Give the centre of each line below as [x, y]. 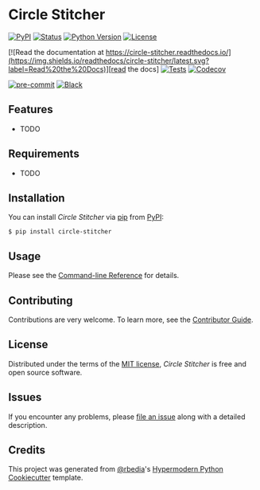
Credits [27, 451]
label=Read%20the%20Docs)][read [67, 69]
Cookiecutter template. [46, 478]
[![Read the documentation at [56, 52]
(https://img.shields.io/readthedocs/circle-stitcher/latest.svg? [109, 61]
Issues [25, 397]
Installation [37, 198]
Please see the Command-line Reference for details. [94, 276]
